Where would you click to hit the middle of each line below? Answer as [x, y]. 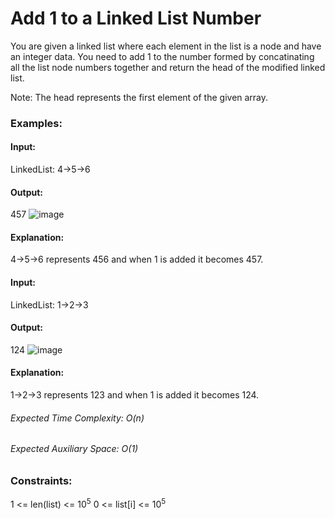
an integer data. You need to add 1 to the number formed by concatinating [162, 56]
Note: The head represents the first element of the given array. [139, 97]
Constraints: [41, 480]
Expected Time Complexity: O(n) [77, 418]
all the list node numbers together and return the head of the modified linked [168, 67]
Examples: [36, 123]
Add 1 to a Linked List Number [136, 18]
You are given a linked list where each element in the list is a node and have [166, 46]
